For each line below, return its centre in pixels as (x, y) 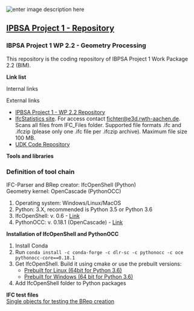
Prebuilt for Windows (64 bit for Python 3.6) (79, 277)
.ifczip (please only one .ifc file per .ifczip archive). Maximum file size (101, 131)
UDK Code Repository (42, 144)
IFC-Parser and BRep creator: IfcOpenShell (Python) (71, 185)
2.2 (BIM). (19, 65)
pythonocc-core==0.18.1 (45, 258)
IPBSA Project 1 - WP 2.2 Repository (60, 112)
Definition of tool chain (40, 171)
